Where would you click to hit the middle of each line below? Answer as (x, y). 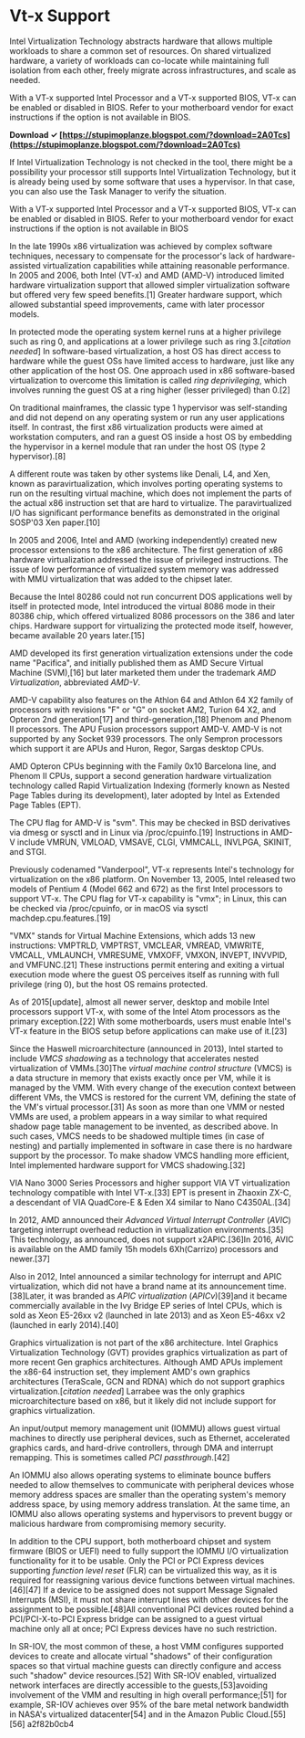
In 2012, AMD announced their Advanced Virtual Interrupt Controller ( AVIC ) (150, 1219)
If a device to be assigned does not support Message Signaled (160, 1589)
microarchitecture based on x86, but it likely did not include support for (143, 1401)
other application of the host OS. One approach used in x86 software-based (152, 370)
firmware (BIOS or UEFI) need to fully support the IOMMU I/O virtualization (149, 1551)
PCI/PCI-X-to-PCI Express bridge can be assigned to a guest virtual (136, 1618)
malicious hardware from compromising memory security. (118, 1523)
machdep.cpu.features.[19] (60, 918)
